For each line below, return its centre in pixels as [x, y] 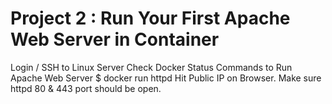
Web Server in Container [115, 39]
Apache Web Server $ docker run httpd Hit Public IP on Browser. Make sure [166, 78]
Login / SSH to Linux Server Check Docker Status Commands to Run [151, 67]
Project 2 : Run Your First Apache [150, 18]
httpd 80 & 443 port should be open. [86, 88]
